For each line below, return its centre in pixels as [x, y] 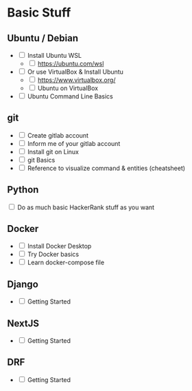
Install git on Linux [53, 151]
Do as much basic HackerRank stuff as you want [86, 207]
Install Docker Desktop [59, 246]
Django [23, 284]
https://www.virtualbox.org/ [76, 80]
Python [23, 190]
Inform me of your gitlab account [74, 143]
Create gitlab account [58, 135]
